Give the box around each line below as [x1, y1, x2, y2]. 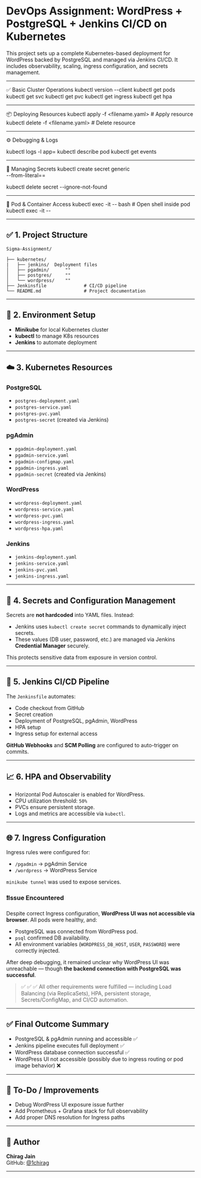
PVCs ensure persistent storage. [14, 803, 95, 810]
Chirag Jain [6, 1153, 36, 1160]
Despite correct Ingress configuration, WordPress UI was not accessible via [6, 909, 195, 917]
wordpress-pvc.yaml [14, 512, 64, 519]
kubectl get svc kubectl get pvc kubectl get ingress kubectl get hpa [6, 93, 172, 100]
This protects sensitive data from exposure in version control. [6, 654, 157, 661]
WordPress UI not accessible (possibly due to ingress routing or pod [14, 1055, 184, 1063]
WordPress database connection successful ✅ [14, 1048, 130, 1055]
